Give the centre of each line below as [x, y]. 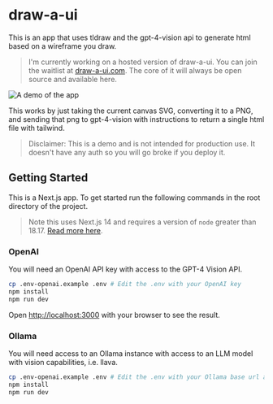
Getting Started [48, 178]
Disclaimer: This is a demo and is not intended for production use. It [142, 143]
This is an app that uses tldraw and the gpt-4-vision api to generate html [130, 37]
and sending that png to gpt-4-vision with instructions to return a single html [136, 119]
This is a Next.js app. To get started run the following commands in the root [134, 198]
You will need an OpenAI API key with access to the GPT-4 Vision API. [125, 269]
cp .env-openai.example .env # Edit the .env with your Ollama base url [134, 377]
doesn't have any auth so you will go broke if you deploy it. [127, 152]
